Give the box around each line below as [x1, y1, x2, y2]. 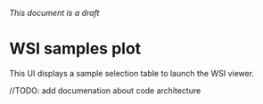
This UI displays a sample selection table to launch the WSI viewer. [9, 68, 255, 78]
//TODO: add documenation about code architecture [9, 84, 201, 96]
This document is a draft [9, 8, 100, 18]
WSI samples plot [9, 39, 142, 59]
